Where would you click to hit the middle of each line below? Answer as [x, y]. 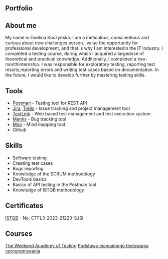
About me [21, 25]
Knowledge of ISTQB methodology [48, 190]
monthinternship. [23, 64]
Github [19, 130]
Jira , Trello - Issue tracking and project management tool [71, 108]
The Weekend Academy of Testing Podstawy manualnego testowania [77, 246]
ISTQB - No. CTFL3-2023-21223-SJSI [44, 218]
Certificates [24, 206]
